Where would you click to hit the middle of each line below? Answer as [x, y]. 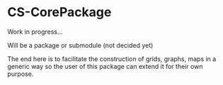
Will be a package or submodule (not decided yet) [80, 45]
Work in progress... [35, 32]
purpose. [21, 74]
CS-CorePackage [59, 12]
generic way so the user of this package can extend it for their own [105, 66]
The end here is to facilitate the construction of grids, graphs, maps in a [112, 59]
